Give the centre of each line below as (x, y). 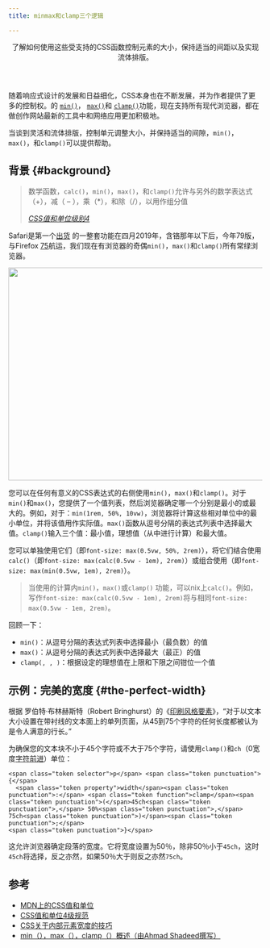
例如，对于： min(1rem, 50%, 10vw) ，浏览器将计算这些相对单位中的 (140, 513)
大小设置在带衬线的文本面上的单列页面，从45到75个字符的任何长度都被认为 (133, 721)
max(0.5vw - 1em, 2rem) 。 (71, 608)
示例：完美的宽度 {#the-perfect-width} (107, 690)
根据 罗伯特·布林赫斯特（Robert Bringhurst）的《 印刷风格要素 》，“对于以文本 (135, 712)
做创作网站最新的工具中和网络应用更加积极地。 (86, 115)
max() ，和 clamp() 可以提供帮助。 (62, 143)
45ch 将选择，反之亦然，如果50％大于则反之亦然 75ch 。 (98, 857)
